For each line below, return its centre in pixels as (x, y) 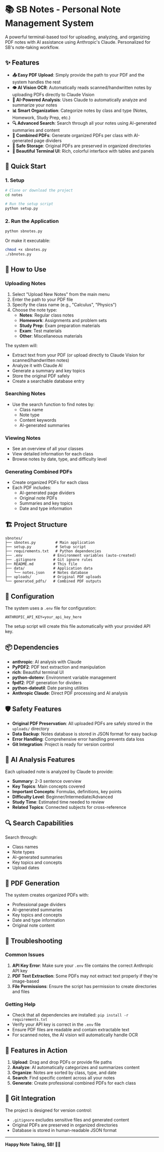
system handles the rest (36, 82)
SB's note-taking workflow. (32, 47)
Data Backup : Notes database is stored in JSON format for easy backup (85, 734)
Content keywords (38, 420)
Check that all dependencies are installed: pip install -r (70, 1015)
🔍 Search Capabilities (39, 823)
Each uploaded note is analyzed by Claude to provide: (59, 772)
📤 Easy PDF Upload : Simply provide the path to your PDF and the (78, 75)
